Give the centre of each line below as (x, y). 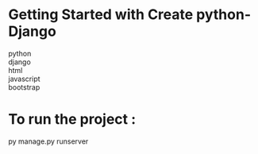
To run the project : (72, 119)
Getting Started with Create (101, 15)
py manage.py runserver (48, 141)
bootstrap (24, 87)
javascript (25, 79)
